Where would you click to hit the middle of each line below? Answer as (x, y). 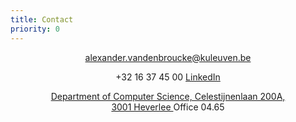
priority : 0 (35, 29)
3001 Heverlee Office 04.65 (168, 107)
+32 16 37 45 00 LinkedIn (168, 77)
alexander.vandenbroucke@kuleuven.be (168, 57)
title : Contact (42, 19)
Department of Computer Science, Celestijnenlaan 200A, (168, 96)
